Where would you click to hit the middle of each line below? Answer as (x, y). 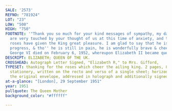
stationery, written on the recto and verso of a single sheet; (80, 72)
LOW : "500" (17, 24)
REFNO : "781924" (23, 15)
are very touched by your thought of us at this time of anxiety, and (87, 39)
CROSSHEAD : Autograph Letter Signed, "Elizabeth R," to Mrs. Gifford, (82, 62)
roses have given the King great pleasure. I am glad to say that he (85, 43)
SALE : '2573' (19, 10)
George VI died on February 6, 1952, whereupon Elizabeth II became (84, 53)
